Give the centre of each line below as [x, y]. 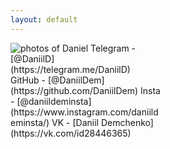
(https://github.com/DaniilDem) [74, 90]
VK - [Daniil [75, 122]
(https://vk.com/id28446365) [71, 133]
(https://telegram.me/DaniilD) [70, 69]
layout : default [44, 19]
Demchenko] [127, 122]
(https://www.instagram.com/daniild [84, 112]
